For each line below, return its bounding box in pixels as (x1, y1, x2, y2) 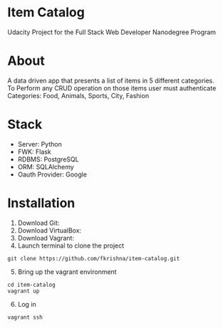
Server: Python (17, 139, 62, 148)
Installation (7, 195, 76, 211)
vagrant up (7, 287, 40, 295)
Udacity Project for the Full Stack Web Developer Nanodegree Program (7, 28, 216, 36)
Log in (17, 300, 37, 308)
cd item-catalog (7, 281, 56, 288)
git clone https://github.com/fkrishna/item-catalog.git (7, 255, 180, 262)
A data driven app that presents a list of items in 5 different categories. (7, 76, 215, 85)
